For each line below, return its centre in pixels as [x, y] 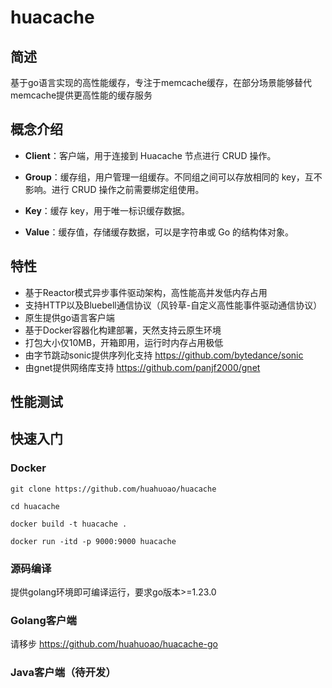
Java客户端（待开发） [63, 673]
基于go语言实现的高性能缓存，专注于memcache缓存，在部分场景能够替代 [161, 82]
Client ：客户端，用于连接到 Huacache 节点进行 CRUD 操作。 [150, 155]
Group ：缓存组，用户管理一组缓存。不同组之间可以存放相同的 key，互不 [173, 177]
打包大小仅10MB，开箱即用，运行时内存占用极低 [124, 342]
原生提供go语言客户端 [69, 317]
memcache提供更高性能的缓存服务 [81, 95]
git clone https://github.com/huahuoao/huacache [113, 489]
